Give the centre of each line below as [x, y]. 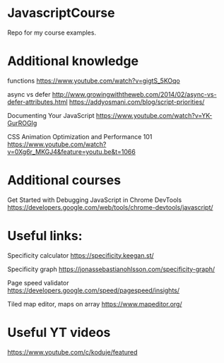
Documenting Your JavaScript [51, 115]
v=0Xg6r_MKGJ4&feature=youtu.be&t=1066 [71, 151]
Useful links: [45, 236]
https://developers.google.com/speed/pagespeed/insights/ [94, 290]
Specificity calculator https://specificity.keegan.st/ [81, 255]
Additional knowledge [73, 61]
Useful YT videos [59, 332]
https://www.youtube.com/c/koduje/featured [72, 352]
